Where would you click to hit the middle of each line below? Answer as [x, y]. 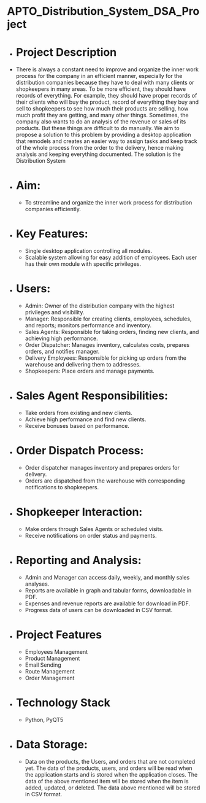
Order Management [50, 678]
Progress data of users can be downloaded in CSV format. [99, 610]
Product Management [52, 658]
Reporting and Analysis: [78, 560]
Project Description [66, 52]
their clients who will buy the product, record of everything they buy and [107, 102]
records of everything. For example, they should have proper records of [106, 96]
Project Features [59, 634]
